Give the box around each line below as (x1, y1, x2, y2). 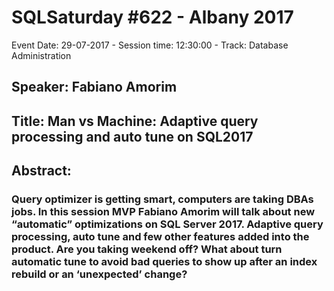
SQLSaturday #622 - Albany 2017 (11, 6, 294, 29)
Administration (11, 49, 72, 61)
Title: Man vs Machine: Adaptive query (11, 112, 259, 130)
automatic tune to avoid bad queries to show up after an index (11, 255, 318, 269)
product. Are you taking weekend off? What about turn (11, 242, 283, 256)
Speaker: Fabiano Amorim (11, 79, 178, 96)
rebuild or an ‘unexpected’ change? (11, 267, 188, 281)
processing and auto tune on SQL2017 (11, 128, 254, 145)
